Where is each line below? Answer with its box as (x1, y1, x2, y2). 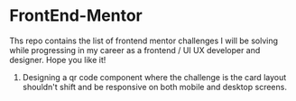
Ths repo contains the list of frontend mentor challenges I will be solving (9, 35, 278, 46)
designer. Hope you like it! (9, 54, 106, 65)
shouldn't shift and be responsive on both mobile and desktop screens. (22, 81, 287, 92)
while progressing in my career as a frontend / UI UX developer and (9, 44, 261, 55)
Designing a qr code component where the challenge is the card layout (22, 71, 287, 82)
